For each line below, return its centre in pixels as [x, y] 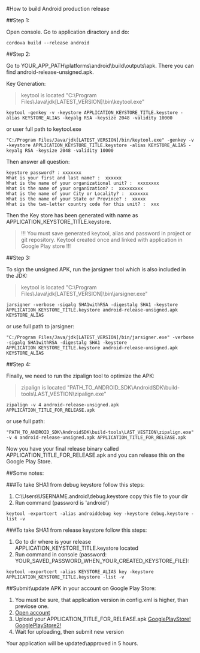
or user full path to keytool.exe [44, 129]
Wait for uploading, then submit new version [69, 632]
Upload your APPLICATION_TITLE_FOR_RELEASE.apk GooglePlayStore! [103, 619]
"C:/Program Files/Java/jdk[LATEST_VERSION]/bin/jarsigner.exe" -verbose [100, 337]
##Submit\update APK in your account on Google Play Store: [81, 588]
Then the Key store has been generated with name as [72, 215]
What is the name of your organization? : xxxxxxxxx [75, 188]
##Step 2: [19, 54]
